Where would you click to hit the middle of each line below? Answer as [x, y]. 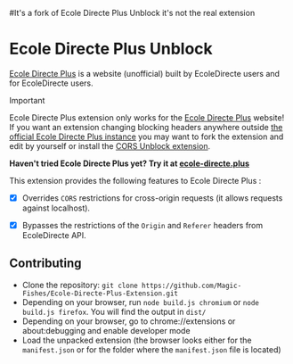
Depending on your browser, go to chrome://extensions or [129, 321]
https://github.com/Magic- [191, 285]
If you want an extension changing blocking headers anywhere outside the [146, 127]
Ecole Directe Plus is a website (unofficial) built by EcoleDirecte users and [145, 73]
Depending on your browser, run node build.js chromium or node [141, 302]
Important [27, 100]
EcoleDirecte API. [54, 236]
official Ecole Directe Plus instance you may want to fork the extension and [146, 136]
